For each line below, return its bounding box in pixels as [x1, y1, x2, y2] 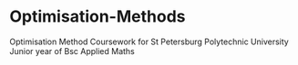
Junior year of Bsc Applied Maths [9, 45, 135, 56]
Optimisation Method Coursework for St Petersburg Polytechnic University [9, 36, 289, 47]
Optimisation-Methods [9, 6, 186, 27]
